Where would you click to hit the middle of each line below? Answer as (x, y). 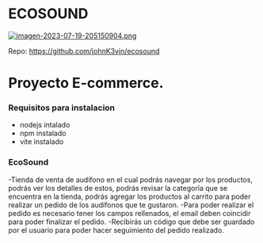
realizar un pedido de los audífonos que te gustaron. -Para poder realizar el (131, 205)
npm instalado (43, 133)
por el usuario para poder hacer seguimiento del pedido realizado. (116, 230)
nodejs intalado (45, 125)
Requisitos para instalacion (62, 108)
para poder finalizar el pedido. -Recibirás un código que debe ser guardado (131, 222)
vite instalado (42, 142)
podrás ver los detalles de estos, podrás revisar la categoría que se (118, 188)
